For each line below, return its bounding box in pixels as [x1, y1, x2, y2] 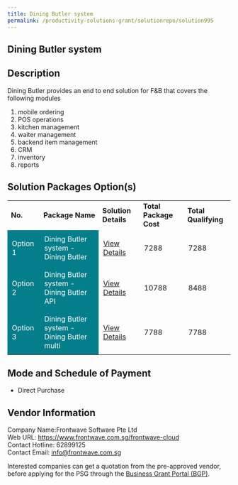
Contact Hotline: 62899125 [7, 441, 86, 449]
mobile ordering [17, 107, 64, 116]
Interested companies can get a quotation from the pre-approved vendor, [7, 462, 222, 471]
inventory [17, 153, 46, 161]
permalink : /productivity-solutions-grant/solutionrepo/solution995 [7, 17, 214, 24]
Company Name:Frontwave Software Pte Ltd [7, 425, 137, 434]
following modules [7, 94, 62, 102]
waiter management [17, 130, 76, 138]
